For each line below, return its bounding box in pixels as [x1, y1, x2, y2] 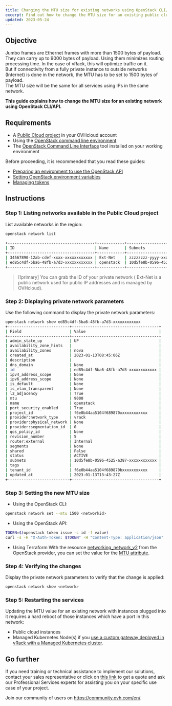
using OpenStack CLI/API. [5, 103, 62, 110]
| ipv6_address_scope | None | [5, 376, 161, 382]
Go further [5, 655, 39, 663]
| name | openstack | [5, 401, 161, 406]
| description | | [5, 357, 161, 363]
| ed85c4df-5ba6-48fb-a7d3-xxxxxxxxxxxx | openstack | [5, 260, 127, 265]
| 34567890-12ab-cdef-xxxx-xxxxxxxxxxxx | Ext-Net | [5, 255, 127, 260]
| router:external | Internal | [5, 439, 161, 444]
